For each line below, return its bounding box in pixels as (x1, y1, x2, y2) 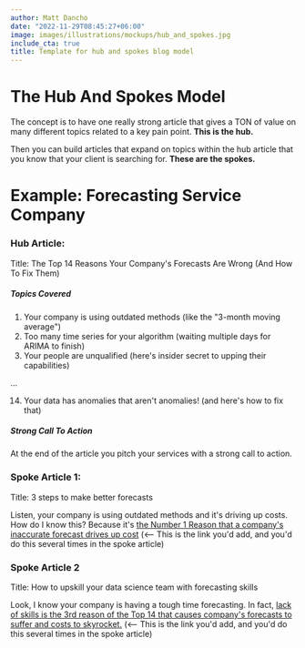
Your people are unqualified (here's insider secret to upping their (23, 349, 267, 360)
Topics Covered (10, 289, 72, 299)
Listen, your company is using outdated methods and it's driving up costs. (10, 509, 288, 520)
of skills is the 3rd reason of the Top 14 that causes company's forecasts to (10, 609, 292, 620)
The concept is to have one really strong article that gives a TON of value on (10, 116, 297, 127)
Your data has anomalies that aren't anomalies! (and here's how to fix (23, 395, 284, 406)
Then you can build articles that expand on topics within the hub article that (10, 144, 294, 155)
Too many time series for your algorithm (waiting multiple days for (23, 330, 271, 341)
